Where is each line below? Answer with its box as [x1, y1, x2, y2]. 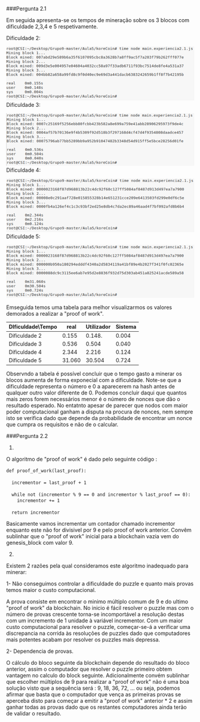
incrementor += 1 [17, 498, 60, 504]
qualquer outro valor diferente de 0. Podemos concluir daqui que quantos [6, 389, 187, 396]
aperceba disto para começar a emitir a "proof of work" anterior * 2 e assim [6, 697, 193, 704]
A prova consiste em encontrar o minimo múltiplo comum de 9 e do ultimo [6, 598, 189, 605]
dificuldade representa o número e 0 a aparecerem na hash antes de [6, 382, 175, 390]
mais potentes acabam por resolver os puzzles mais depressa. [6, 635, 160, 643]
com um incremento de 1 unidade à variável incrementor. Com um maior [6, 617, 183, 624]
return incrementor [11, 510, 60, 516]
